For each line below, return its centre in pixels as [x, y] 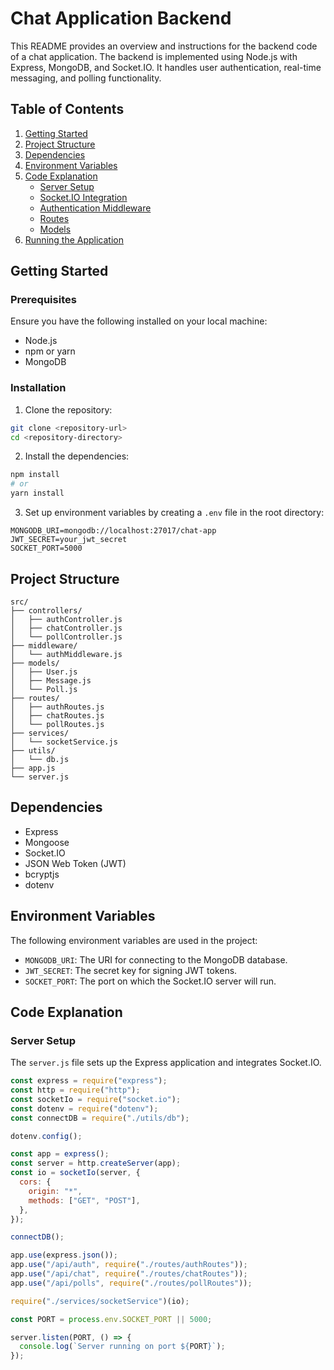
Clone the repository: [68, 409]
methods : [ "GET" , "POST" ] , [84, 1200]
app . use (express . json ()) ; [64, 1255]
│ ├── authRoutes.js [57, 707]
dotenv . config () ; [46, 1136]
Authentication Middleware [95, 208]
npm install [35, 475]
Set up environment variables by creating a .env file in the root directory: [174, 513]
